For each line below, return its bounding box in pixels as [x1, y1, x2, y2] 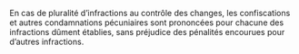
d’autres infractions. [9, 36, 85, 47]
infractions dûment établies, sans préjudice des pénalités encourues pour [9, 27, 285, 37]
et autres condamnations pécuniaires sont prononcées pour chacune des [9, 17, 284, 28]
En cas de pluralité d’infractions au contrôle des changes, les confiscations [9, 8, 291, 18]
